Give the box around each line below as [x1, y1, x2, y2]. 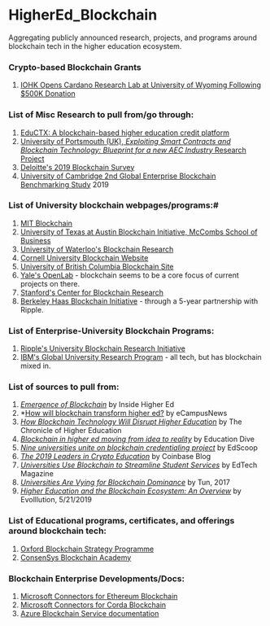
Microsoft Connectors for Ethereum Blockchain [20, 592, 178, 602]
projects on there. [20, 278, 80, 288]
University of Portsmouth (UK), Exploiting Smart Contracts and [20, 136, 232, 146]
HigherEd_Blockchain [8, 6, 158, 24]
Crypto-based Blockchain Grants [8, 61, 142, 72]
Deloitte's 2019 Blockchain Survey [20, 162, 135, 172]
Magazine [20, 469, 54, 479]
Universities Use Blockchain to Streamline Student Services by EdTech [20, 460, 258, 470]
